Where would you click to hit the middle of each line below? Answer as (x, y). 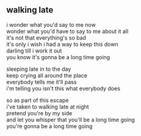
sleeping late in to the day (39, 69)
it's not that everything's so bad (46, 38)
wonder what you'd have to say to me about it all (67, 31)
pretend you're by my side (39, 113)
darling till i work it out (34, 51)
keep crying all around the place (47, 75)
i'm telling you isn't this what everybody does (63, 88)
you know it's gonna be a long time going (58, 57)
